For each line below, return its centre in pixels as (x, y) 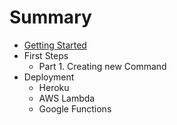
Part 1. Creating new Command (102, 66)
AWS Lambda (67, 98)
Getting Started (55, 45)
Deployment (49, 77)
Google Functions (75, 108)
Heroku (54, 87)
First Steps (46, 55)
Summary (50, 17)
